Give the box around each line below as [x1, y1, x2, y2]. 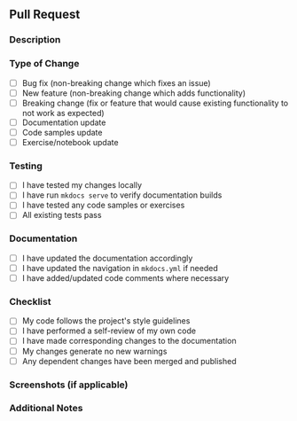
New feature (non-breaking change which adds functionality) [21, 88, 246, 98]
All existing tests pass [21, 210, 102, 221]
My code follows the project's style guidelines [21, 316, 191, 326]
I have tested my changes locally [21, 180, 143, 191]
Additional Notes [9, 402, 83, 415]
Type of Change [9, 58, 80, 70]
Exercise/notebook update [21, 136, 119, 147]
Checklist [9, 295, 51, 308]
